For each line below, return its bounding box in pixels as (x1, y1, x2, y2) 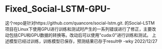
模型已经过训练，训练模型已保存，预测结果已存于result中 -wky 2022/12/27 (9, 38, 158, 44)
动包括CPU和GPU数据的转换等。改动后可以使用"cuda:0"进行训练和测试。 (5, 32, 151, 38)
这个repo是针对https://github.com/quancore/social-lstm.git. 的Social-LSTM (5, 20, 155, 26)
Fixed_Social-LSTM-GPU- (5, 3, 111, 15)
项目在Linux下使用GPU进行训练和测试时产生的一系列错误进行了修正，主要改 (5, 26, 156, 32)
